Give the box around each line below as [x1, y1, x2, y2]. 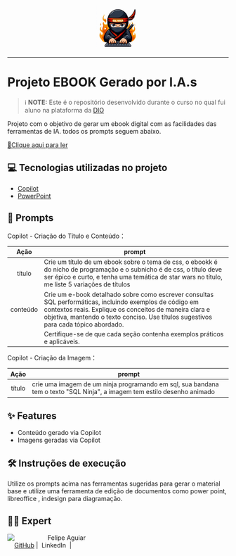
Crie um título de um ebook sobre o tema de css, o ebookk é [44, 258, 218, 266]
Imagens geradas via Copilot [17, 436, 100, 445]
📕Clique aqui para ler [7, 140, 68, 149]
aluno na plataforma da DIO [24, 106, 105, 114]
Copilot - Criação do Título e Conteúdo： [7, 232, 126, 240]
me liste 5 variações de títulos [44, 280, 131, 289]
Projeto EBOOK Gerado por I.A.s [7, 75, 197, 90]
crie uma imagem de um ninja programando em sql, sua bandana [32, 380, 219, 388]
